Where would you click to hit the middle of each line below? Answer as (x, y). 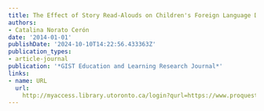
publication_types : (40, 52)
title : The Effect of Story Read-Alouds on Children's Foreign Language (130, 15)
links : (19, 73)
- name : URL (27, 81)
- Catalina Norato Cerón (49, 30)
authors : (22, 23)
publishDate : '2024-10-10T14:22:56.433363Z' (82, 45)
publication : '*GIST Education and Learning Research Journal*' (115, 66)
